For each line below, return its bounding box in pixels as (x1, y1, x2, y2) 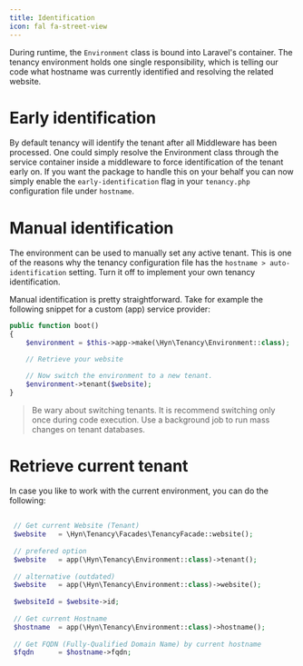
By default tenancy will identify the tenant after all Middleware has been (9, 137, 278, 148)
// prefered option (13, 546, 88, 555)
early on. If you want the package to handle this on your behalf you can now (9, 166, 295, 177)
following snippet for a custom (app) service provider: (9, 303, 210, 314)
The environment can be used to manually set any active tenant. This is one (9, 247, 292, 259)
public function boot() (9, 322, 100, 331)
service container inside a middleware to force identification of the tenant (9, 156, 284, 168)
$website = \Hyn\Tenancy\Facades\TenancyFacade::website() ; (13, 530, 254, 539)
